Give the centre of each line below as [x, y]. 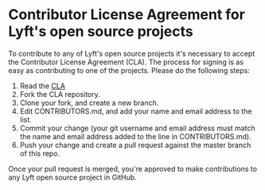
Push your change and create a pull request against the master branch [135, 145]
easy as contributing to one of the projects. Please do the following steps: [129, 70]
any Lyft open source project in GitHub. [72, 177]
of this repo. [40, 153]
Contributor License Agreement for [127, 15]
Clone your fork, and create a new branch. [89, 103]
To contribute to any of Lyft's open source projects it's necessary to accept [132, 53]
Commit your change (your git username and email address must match [138, 128]
